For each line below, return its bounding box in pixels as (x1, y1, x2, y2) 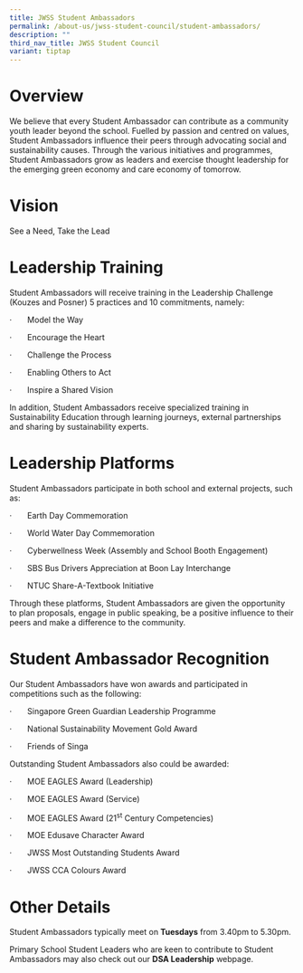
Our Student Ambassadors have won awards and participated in (9, 678, 249, 689)
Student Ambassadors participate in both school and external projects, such (9, 482, 294, 493)
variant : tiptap (9, 47, 71, 56)
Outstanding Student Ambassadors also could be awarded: (9, 758, 230, 769)
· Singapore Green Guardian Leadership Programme (9, 705, 216, 716)
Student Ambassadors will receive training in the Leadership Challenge (9, 287, 274, 298)
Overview (9, 86, 84, 107)
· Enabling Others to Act (9, 367, 111, 377)
